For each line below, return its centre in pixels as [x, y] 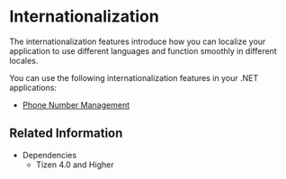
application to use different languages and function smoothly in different [143, 50]
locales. [24, 60]
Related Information [66, 134]
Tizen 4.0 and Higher [75, 165]
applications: [33, 87]
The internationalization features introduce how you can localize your [138, 41]
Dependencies [49, 155]
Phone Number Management [76, 104]
